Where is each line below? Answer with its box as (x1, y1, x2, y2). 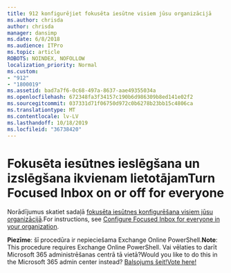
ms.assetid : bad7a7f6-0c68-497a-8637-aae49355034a (7, 87, 156, 94)
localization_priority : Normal (7, 62, 98, 68)
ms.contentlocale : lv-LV (7, 113, 79, 120)
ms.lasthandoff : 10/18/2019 (7, 119, 89, 126)
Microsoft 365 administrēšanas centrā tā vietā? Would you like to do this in (7, 250, 218, 259)
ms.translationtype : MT (7, 106, 76, 113)
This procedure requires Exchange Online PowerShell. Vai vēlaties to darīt (7, 243, 218, 252)
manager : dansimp (7, 29, 57, 37)
